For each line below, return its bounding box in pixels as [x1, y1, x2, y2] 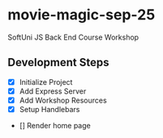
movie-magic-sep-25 [7, 6, 156, 24]
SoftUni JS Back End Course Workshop [7, 32, 139, 42]
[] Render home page [19, 121, 91, 130]
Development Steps [7, 56, 109, 69]
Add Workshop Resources [19, 95, 107, 105]
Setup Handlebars [19, 104, 80, 114]
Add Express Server [19, 86, 87, 96]
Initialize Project [19, 77, 73, 86]
